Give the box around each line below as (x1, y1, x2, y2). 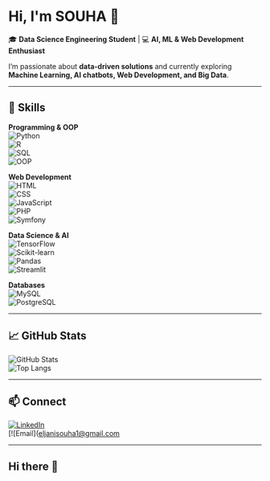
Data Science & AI (8, 230, 70, 240)
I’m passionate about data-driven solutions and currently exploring (8, 61, 232, 71)
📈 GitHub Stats (8, 329, 87, 343)
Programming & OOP (8, 122, 79, 132)
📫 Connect (8, 394, 67, 409)
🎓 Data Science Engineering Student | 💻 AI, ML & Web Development (8, 34, 244, 43)
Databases (8, 280, 46, 290)
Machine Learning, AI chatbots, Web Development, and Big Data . (8, 70, 229, 80)
